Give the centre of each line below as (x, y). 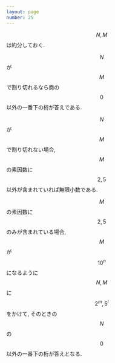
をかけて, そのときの (32, 313)
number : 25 (20, 18)
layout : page (23, 12)
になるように (22, 273)
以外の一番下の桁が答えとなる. (44, 353)
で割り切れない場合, (31, 149)
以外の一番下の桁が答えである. (44, 107)
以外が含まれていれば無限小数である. (52, 189)
